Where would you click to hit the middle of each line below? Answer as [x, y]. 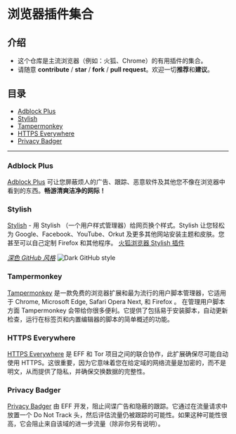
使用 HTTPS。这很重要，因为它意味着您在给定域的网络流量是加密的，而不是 [117, 363]
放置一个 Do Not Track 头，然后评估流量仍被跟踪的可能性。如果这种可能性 [114, 415]
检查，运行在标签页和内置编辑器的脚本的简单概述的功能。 [90, 319]
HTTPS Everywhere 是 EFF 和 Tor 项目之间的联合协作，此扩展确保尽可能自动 [118, 354]
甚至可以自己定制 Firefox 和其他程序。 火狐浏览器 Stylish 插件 [96, 243]
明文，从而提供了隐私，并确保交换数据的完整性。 [78, 371]
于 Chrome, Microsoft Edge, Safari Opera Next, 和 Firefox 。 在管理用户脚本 [116, 301]
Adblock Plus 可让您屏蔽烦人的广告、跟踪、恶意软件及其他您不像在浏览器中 [117, 182]
